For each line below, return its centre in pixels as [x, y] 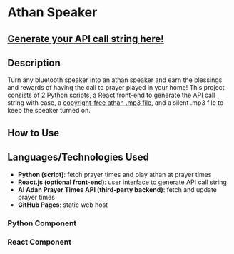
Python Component [42, 223]
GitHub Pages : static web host [63, 205]
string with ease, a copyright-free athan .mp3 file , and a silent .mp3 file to [116, 103]
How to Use [34, 133]
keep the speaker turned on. [49, 111]
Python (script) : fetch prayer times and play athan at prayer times [115, 174]
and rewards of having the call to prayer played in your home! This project [116, 88]
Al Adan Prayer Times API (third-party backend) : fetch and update [117, 189]
